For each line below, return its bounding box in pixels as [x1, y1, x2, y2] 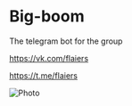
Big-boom [9, 6, 85, 27]
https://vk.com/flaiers [9, 53, 89, 63]
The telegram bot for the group [9, 36, 123, 46]
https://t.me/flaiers [9, 69, 78, 81]
